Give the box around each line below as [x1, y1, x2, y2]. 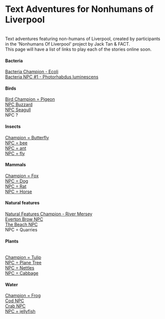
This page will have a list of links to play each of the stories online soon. [5, 46, 152, 52]
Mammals [5, 162, 26, 168]
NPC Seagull [5, 107, 31, 113]
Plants [5, 238, 19, 244]
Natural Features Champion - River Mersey [5, 211, 93, 217]
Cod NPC [5, 298, 24, 304]
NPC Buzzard [5, 102, 33, 108]
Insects [5, 123, 21, 129]
